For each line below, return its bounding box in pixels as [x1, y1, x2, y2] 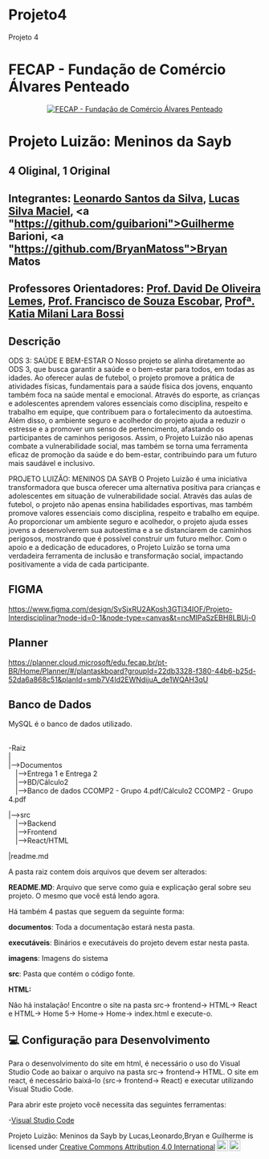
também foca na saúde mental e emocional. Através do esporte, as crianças [8, 390, 260, 400]
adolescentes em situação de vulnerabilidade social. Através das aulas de [8, 491, 253, 501]
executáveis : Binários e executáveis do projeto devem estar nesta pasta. [8, 938, 250, 947]
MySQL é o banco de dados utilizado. [8, 719, 132, 729]
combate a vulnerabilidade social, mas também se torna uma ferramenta [8, 441, 249, 452]
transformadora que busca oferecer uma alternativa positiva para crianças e [8, 483, 261, 493]
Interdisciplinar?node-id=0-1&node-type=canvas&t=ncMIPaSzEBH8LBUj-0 [8, 612, 256, 622]
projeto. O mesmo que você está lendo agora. [8, 891, 161, 901]
